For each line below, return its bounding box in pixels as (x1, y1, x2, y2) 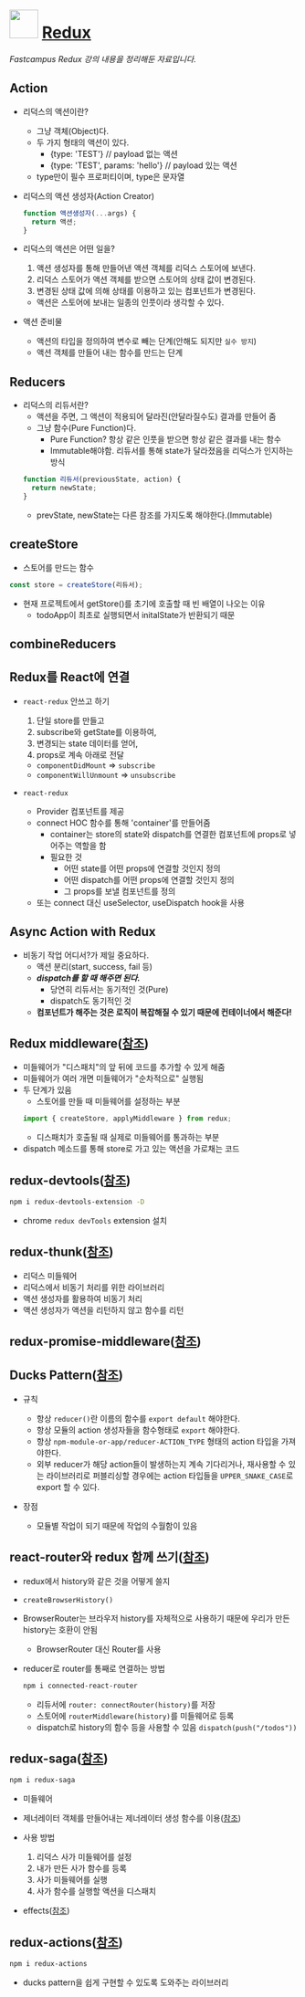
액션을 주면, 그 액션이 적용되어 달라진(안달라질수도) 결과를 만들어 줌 (36, 411, 277, 422)
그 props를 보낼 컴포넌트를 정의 (63, 886, 176, 897)
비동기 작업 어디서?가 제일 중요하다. (22, 950, 149, 961)
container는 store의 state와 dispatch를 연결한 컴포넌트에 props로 (49, 828, 288, 839)
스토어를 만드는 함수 (22, 562, 94, 573)
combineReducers (9, 636, 117, 652)
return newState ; (31, 484, 98, 493)
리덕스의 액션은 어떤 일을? (22, 243, 116, 255)
